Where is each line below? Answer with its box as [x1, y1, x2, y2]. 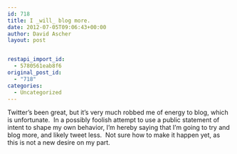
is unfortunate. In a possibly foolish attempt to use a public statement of [7, 116, 220, 124]
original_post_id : [7, 69, 62, 76]
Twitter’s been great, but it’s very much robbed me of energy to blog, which [7, 108, 229, 117]
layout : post [7, 37, 46, 44]
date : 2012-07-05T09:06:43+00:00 [7, 23, 107, 31]
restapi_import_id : [7, 56, 65, 63]
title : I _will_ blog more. [7, 17, 91, 24]
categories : [7, 82, 43, 89]
